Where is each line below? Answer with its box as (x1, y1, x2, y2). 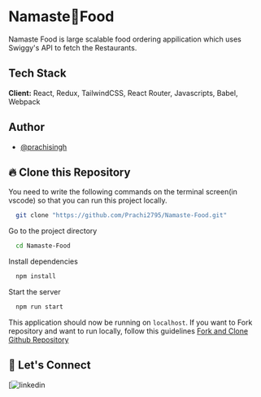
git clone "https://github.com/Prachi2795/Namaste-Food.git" (15, 212, 228, 220)
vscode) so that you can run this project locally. (8, 195, 167, 206)
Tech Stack (8, 67, 67, 81)
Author (8, 120, 45, 134)
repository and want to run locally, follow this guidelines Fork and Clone (8, 325, 249, 336)
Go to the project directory (8, 226, 98, 236)
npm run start (15, 303, 63, 311)
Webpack (8, 97, 41, 107)
